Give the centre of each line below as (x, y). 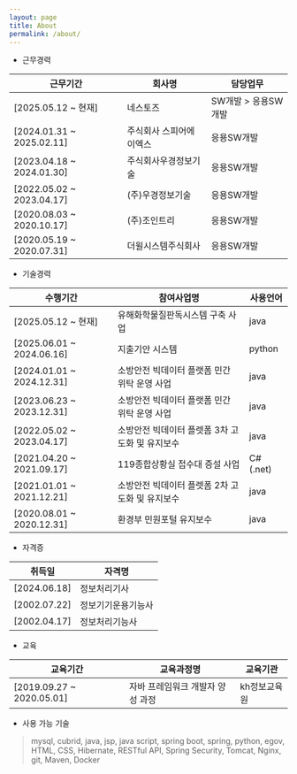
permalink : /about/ (45, 34)
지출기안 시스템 (148, 349)
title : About (33, 26)
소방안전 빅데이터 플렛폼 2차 (173, 486)
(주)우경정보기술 (159, 195)
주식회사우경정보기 (164, 161)
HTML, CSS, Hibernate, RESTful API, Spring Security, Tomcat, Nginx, (156, 751)
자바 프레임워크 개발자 (172, 686)
